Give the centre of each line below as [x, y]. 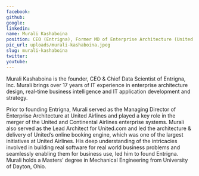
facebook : [18, 12]
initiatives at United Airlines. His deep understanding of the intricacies [92, 141]
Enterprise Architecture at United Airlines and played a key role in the [91, 115]
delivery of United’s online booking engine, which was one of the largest [95, 134]
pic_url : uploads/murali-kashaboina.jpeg [58, 45]
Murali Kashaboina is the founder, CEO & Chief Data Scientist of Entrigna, [96, 79]
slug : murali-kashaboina [37, 51]
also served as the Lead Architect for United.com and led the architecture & [99, 128]
